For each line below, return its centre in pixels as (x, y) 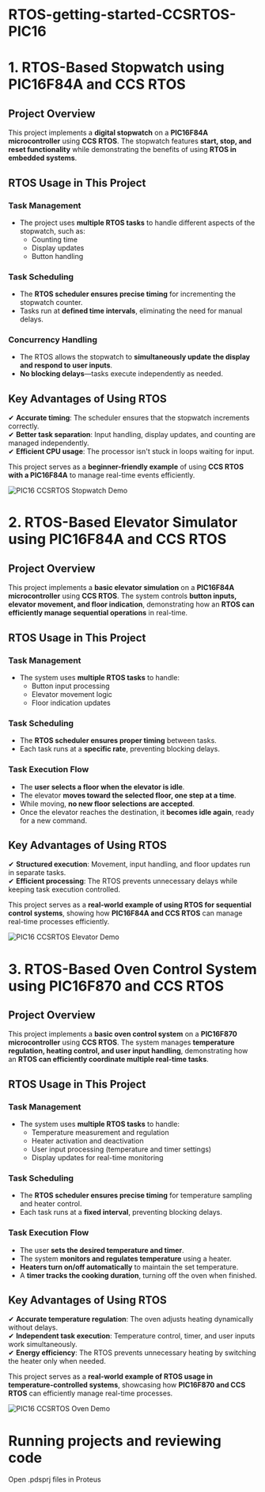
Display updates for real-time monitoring (97, 1158)
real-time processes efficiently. (59, 922)
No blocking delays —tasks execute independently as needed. (121, 374)
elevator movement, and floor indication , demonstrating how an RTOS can (131, 604)
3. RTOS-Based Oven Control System (132, 969)
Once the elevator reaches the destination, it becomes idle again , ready (137, 812)
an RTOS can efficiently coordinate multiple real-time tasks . (109, 1060)
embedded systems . (43, 158)
